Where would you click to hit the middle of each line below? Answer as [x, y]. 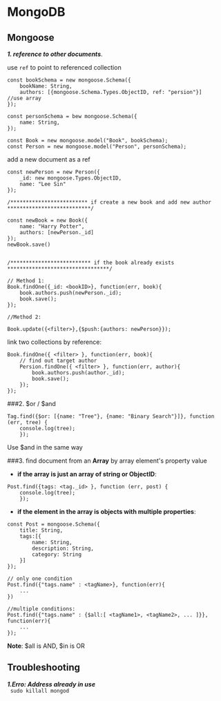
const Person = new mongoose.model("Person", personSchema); [97, 146]
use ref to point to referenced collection [65, 67]
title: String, [41, 530]
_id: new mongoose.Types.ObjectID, [71, 178]
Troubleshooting [44, 668]
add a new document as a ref [49, 159]
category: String [57, 555]
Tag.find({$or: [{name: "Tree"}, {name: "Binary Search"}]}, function [111, 416]
